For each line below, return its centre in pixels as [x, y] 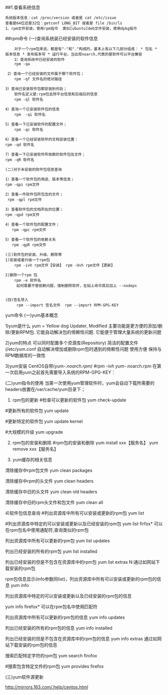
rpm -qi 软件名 [30, 115]
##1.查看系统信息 [23, 7]
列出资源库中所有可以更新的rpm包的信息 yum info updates [65, 617]
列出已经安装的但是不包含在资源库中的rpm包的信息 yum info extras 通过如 [81, 639]
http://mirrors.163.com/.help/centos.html [47, 687]
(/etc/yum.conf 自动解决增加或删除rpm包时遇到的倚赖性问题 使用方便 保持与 [83, 349]
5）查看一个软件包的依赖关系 [30, 240]
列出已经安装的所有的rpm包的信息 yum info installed [59, 628]
